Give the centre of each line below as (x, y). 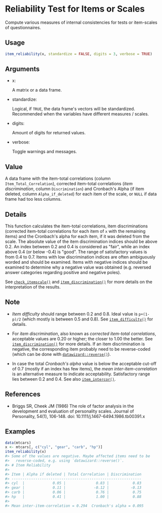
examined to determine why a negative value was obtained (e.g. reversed (78, 267)
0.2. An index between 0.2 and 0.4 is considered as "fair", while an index (77, 247)
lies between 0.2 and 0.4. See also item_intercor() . (64, 379)
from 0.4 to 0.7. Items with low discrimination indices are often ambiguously (80, 257)
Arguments (22, 69)
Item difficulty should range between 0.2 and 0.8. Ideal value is (75, 314)
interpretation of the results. (33, 287)
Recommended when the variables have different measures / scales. (80, 114)
